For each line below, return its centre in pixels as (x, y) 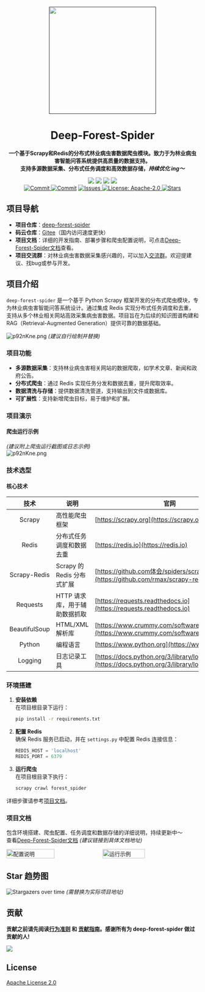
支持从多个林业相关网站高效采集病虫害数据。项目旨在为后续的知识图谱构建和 (103, 315)
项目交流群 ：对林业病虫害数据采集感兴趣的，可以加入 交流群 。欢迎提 (101, 255)
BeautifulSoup (30, 629)
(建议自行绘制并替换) (74, 336)
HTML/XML (72, 625)
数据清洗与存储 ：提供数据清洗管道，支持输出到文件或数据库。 (93, 391)
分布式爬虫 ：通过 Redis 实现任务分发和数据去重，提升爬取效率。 (96, 383)
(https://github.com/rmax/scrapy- (143, 579)
